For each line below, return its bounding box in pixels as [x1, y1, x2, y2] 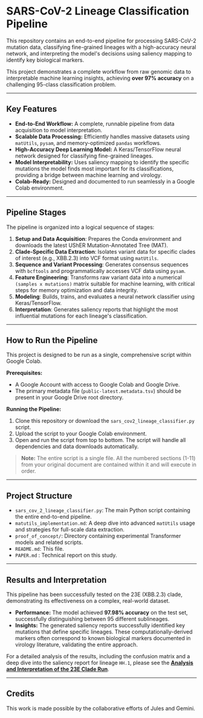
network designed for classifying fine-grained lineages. [14, 152, 153, 159]
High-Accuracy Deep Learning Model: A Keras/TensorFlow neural [14, 146, 181, 153]
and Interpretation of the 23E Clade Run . [6, 665, 110, 673]
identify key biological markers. [6, 56, 85, 63]
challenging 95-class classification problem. [6, 80, 117, 88]
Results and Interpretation [6, 575, 107, 585]
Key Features [6, 104, 57, 114]
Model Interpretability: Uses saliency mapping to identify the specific [14, 158, 189, 165]
